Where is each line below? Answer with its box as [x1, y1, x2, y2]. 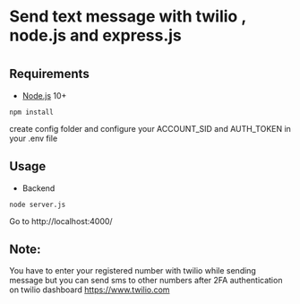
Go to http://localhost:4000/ [9, 215, 114, 226]
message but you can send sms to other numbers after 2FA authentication [9, 275, 283, 286]
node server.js [9, 200, 66, 209]
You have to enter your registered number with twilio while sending [9, 265, 257, 276]
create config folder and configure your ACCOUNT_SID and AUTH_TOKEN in [9, 123, 291, 134]
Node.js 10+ [21, 90, 67, 100]
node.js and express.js [9, 25, 182, 46]
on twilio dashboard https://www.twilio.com [9, 284, 170, 295]
